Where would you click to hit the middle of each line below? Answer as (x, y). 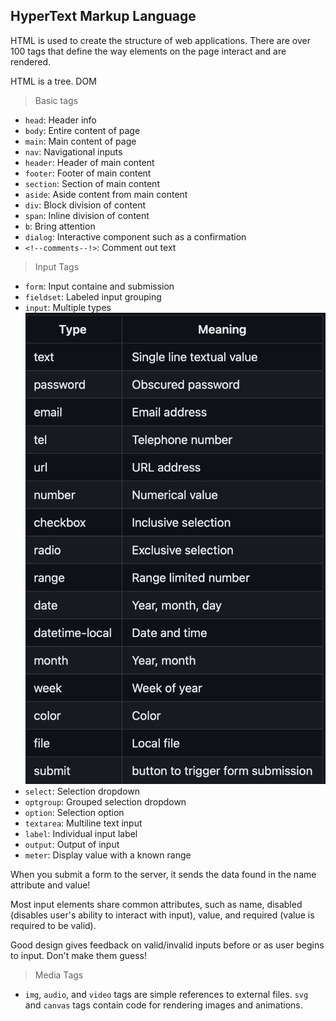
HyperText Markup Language (103, 16)
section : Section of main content (92, 183)
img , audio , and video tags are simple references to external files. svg (166, 994)
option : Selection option (74, 812)
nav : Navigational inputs (73, 151)
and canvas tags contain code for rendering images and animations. (163, 1005)
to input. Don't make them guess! (78, 955)
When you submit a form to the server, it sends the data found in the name (163, 874)
